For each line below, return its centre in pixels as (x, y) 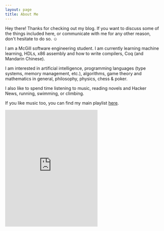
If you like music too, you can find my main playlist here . (62, 103)
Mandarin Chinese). (25, 58)
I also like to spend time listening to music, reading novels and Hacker (76, 88)
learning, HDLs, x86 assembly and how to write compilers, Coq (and (74, 53)
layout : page (18, 10)
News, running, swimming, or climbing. (45, 93)
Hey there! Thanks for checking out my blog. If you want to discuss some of (82, 28)
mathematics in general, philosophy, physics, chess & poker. (66, 79)
